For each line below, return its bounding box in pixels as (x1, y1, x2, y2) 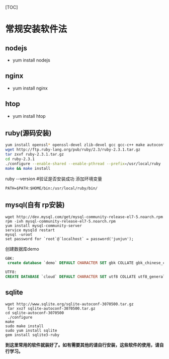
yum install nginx (12, 85, 48, 91)
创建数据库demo (5, 246, 39, 252)
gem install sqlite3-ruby (5, 332, 59, 337)
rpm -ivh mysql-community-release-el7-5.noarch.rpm (5, 219, 116, 224)
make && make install (5, 166, 51, 171)
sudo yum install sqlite (5, 328, 57, 333)
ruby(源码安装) (5, 129, 52, 137)
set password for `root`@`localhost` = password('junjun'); (5, 236, 134, 241)
